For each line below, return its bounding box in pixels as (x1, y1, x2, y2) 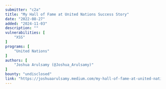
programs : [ (5, 44, 30, 49)
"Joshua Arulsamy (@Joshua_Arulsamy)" (14, 62, 94, 67)
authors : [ (5, 58, 28, 63)
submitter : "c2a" (5, 7, 41, 12)
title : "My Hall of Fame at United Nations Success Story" (5, 12, 129, 17)
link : (5, 76, 16, 81)
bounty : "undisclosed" (5, 72, 52, 77)
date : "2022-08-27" (5, 16, 45, 21)
